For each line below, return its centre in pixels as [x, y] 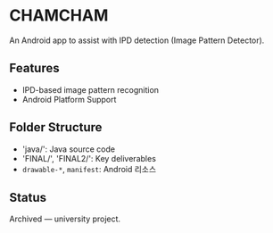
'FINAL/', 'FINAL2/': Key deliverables [89, 158]
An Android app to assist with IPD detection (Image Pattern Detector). [137, 40]
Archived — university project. [65, 219]
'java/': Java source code [69, 149]
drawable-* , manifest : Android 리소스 [89, 169]
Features [34, 68]
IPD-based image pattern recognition [90, 89]
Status [28, 197]
